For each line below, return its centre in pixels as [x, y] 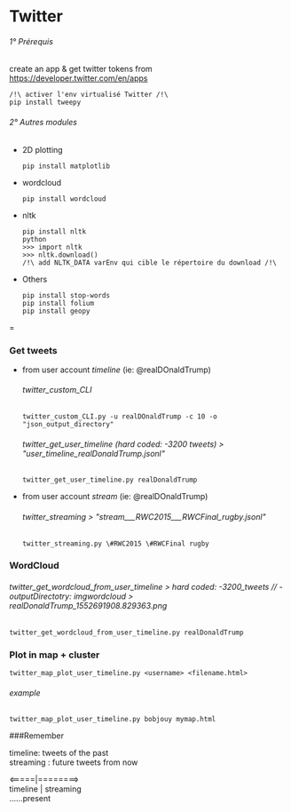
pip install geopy [56, 311]
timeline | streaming [45, 789]
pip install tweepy [45, 103]
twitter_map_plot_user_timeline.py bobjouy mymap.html [113, 720]
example [25, 693]
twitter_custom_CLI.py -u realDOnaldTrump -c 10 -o [119, 417]
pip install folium [58, 303]
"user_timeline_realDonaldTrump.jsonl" [94, 453]
